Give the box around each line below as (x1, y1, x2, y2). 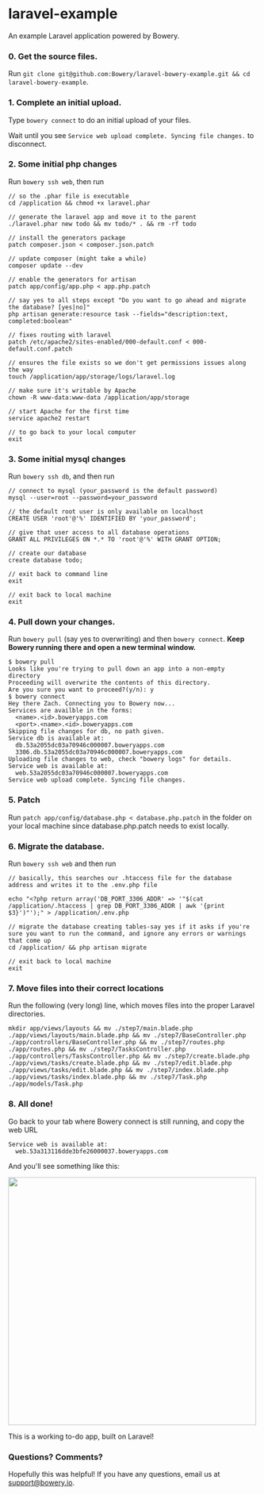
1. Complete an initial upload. (8, 97, 122, 108)
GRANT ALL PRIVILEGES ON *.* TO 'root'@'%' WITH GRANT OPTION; (8, 536, 222, 544)
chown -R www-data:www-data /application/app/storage (8, 394, 190, 402)
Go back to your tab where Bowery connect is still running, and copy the (8, 1116, 245, 1126)
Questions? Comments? (8, 1451, 103, 1462)
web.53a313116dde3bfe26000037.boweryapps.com (15, 1147, 169, 1155)
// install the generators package (8, 233, 126, 242)
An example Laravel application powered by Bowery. (8, 31, 180, 40)
